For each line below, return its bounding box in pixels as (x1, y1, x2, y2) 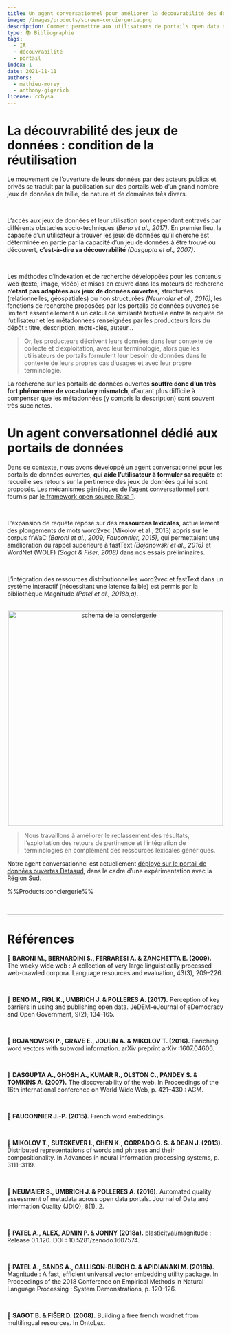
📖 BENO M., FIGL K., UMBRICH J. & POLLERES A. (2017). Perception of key (7, 995, 220, 1003)
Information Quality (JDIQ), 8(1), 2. (7, 1202, 104, 1210)
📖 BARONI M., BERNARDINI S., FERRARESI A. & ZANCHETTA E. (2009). (7, 954, 212, 962)
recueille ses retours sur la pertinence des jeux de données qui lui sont (7, 477, 208, 486)
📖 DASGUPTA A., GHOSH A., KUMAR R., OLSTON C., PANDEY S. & (7, 1070, 198, 1078)
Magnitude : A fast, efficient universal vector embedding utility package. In (7, 1270, 219, 1278)
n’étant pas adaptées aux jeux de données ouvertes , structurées (7, 286, 194, 295)
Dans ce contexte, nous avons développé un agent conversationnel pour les (7, 463, 223, 471)
